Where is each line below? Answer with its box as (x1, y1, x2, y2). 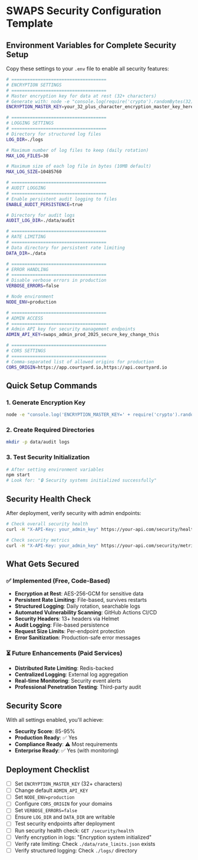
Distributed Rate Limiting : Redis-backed (14, 664, 114, 672)
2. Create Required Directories (6, 425, 95, 434)
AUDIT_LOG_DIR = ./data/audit (6, 217, 75, 224)
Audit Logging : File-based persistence (14, 621, 110, 628)
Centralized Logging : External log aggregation (14, 671, 128, 678)
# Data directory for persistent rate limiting (6, 245, 126, 250)
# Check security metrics (6, 537, 70, 543)
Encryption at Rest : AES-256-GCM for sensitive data (14, 590, 144, 597)
